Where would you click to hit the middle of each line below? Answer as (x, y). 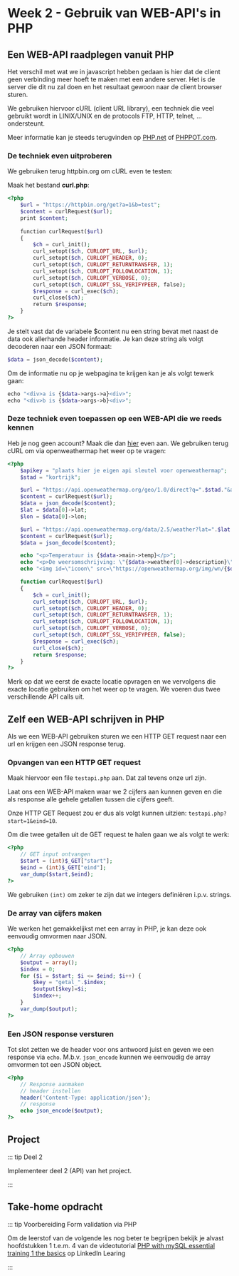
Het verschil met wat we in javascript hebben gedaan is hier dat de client (114, 72)
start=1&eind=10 (31, 821)
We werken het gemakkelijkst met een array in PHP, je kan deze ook (107, 928)
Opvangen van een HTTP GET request (74, 763)
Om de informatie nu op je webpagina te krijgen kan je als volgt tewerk (111, 373)
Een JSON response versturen (60, 1034)
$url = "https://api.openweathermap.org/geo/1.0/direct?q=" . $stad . (122, 490)
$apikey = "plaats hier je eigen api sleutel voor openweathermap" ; (124, 470)
